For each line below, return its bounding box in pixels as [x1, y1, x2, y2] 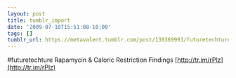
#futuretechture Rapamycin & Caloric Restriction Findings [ [7, 56, 178, 64]
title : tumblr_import [7, 17, 71, 24]
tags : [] [7, 30, 33, 37]
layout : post [7, 10, 46, 18]
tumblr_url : [7, 37, 42, 44]
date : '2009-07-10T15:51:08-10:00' [7, 23, 112, 30]
